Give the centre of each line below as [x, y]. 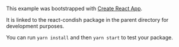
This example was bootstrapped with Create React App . [74, 9]
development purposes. [35, 26]
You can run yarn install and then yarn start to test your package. [89, 37]
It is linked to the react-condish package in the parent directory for [87, 20]
